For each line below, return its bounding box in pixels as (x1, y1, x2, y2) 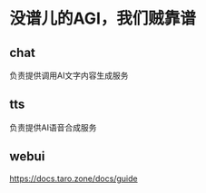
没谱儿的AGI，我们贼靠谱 (9, 8, 197, 29)
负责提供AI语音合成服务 (9, 121, 97, 132)
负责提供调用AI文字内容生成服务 (9, 70, 129, 81)
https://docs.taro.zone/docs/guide (9, 173, 138, 184)
